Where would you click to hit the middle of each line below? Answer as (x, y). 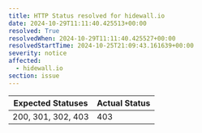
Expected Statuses (51, 103)
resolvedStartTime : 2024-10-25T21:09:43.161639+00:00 (101, 46)
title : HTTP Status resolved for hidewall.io (86, 16)
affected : (25, 61)
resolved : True (34, 31)
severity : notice (38, 53)
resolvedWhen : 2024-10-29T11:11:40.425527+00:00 (92, 38)
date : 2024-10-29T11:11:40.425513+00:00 (78, 23)
